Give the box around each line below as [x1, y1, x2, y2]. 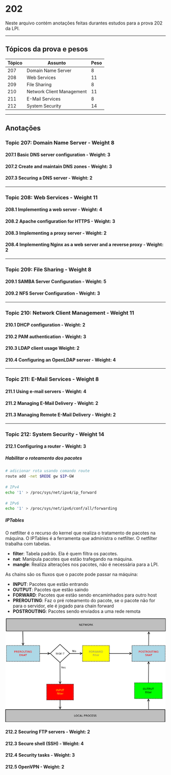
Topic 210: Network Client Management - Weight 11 [5, 309, 134, 316]
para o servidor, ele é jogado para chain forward [12, 603, 115, 609]
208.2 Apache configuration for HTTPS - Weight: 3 [5, 218, 116, 224]
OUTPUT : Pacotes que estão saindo [12, 587, 89, 593]
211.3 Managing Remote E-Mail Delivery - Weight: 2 [5, 411, 116, 418]
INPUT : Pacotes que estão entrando [12, 581, 89, 587]
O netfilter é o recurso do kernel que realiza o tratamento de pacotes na [5, 530, 156, 536]
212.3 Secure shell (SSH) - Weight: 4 [5, 740, 84, 746]
